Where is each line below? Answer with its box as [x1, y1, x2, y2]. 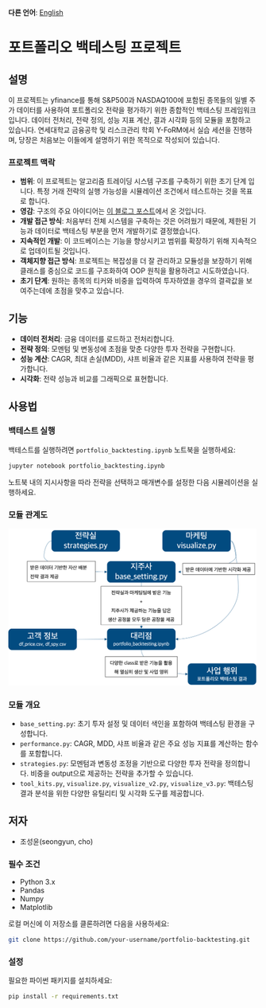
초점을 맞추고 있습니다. [54, 286, 125, 295]
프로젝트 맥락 [8, 157, 56, 168]
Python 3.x [19, 877, 56, 887]
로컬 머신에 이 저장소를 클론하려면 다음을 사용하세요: [8, 919, 169, 928]
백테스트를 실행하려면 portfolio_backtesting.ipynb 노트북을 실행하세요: [8, 445, 236, 455]
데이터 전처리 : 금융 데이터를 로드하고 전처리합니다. [19, 334, 175, 344]
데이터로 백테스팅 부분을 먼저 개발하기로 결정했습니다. [34, 226, 201, 236]
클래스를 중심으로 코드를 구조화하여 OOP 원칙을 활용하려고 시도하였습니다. [19, 266, 250, 275]
